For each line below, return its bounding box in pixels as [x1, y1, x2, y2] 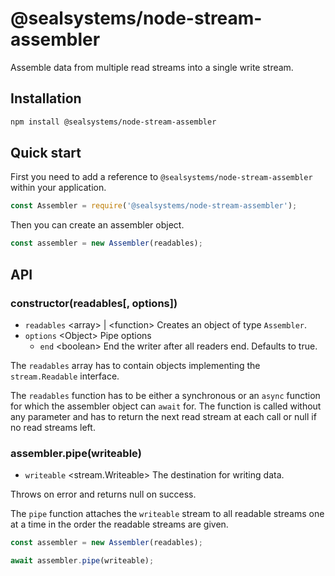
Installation [10, 90, 82, 107]
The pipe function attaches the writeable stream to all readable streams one [10, 508, 325, 520]
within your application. [10, 182, 107, 194]
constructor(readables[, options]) [10, 296, 178, 310]
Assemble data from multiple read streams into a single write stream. [10, 61, 294, 73]
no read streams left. [10, 421, 96, 433]
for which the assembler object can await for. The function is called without [10, 400, 322, 412]
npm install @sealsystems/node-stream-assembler [10, 117, 217, 127]
